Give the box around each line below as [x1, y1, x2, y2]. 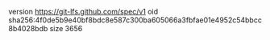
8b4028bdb [8, 24, 48, 33]
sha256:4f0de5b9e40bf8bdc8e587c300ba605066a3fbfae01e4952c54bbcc [8, 15, 262, 25]
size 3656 [49, 24, 83, 33]
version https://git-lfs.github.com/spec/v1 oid [8, 7, 159, 16]
